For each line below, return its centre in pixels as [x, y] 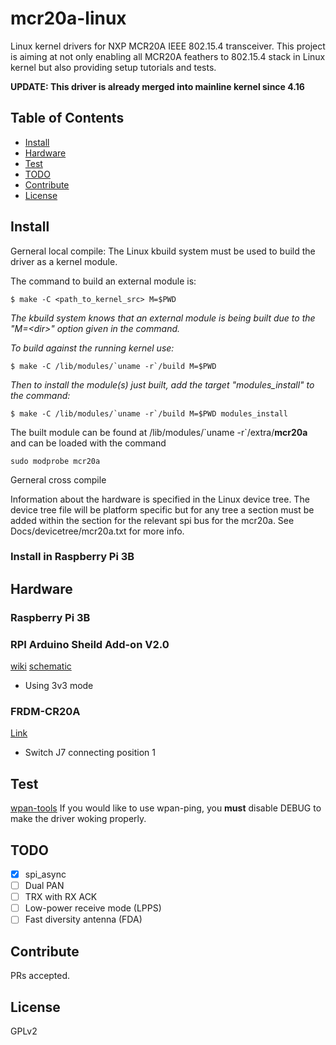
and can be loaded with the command [88, 443]
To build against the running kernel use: [92, 348]
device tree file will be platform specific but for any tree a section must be [162, 509]
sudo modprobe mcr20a [55, 461]
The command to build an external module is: [103, 281]
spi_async [45, 874]
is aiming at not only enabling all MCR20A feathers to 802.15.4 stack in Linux [168, 56]
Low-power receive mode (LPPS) [93, 908]
